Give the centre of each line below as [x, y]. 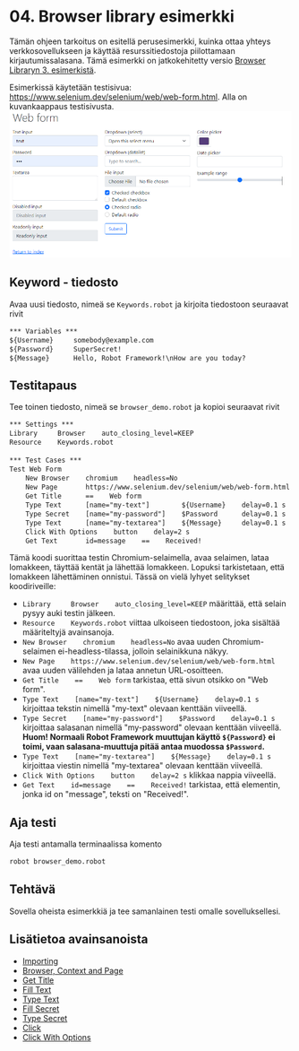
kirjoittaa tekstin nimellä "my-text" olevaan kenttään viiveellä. [135, 708]
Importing [40, 960]
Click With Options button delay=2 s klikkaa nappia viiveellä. [149, 775]
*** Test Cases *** [46, 460]
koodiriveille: [33, 586]
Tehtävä [33, 890]
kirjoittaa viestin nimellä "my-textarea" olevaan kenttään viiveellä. [142, 766]
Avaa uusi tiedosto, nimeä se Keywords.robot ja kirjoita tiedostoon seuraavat [149, 304]
